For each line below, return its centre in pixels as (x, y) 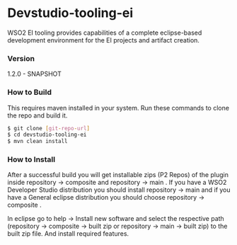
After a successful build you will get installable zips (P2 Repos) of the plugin (118, 175)
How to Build (29, 92)
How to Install (31, 159)
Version (21, 58)
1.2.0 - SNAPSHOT (34, 74)
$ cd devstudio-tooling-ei (47, 135)
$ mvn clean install (38, 142)
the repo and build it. (37, 115)
